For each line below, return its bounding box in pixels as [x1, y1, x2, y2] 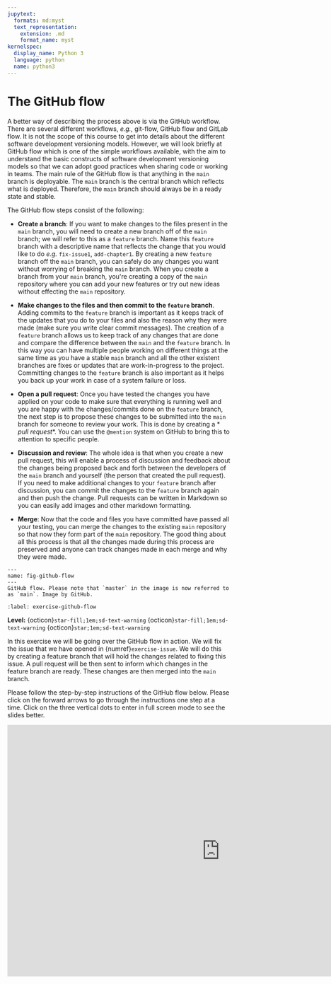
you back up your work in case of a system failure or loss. [17, 376, 187, 384]
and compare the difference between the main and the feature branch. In [17, 338, 231, 347]
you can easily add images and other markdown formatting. [17, 501, 192, 509]
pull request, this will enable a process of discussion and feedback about [17, 456, 231, 464]
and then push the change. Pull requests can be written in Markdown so [17, 493, 228, 502]
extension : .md [20, 30, 65, 37]
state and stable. [7, 192, 57, 200]
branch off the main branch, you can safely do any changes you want [17, 257, 219, 265]
